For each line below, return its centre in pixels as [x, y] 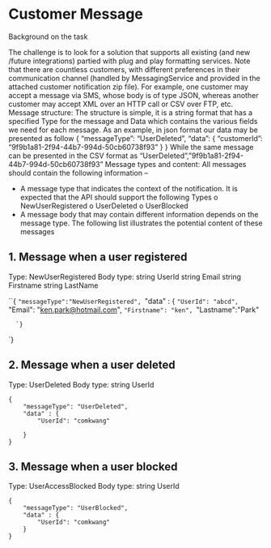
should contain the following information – [78, 173]
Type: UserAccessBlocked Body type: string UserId [94, 486]
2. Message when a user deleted [92, 365]
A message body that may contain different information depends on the [139, 214]
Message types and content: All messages [176, 164]
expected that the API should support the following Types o [119, 197]
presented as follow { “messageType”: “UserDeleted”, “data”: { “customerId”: [135, 138]
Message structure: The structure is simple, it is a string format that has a [131, 112]
